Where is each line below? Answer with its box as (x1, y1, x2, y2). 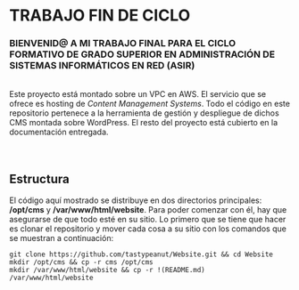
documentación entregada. (9, 126, 109, 138)
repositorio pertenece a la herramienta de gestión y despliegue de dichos (9, 108, 279, 118)
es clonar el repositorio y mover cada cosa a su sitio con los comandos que (9, 223, 287, 234)
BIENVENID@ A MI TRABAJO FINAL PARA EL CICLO (9, 37, 237, 50)
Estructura (9, 171, 70, 187)
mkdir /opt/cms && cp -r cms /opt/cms (9, 258, 154, 267)
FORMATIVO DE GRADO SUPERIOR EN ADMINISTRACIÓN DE (9, 48, 275, 60)
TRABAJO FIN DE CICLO (9, 5, 191, 26)
